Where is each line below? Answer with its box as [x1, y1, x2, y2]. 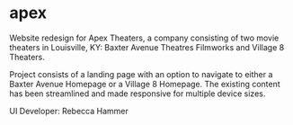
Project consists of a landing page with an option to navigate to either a [9, 68, 273, 79]
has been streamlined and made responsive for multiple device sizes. [9, 88, 266, 99]
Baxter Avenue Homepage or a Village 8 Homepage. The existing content [9, 78, 280, 89]
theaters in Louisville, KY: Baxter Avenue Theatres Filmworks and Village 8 [9, 41, 285, 52]
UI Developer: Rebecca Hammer [9, 105, 129, 116]
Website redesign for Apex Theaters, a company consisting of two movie [9, 32, 280, 43]
